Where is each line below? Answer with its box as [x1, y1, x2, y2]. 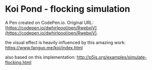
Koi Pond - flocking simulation [5, 3, 130, 15]
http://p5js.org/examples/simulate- [76, 54, 147, 60]
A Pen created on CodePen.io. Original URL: [5, 20, 94, 25]
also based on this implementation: [5, 54, 76, 60]
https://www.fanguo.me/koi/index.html [5, 45, 83, 50]
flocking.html [5, 59, 32, 65]
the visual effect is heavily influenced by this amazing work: [5, 39, 126, 45]
